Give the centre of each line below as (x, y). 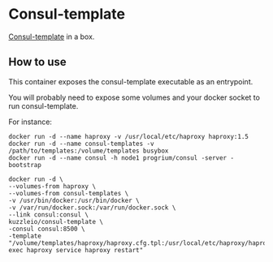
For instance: (30, 122)
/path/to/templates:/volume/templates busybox (89, 151)
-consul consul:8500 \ (47, 229)
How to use (37, 62)
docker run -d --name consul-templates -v (81, 144)
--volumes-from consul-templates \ (69, 193)
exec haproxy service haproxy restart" (76, 250)
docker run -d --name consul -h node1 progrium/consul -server (118, 158)
